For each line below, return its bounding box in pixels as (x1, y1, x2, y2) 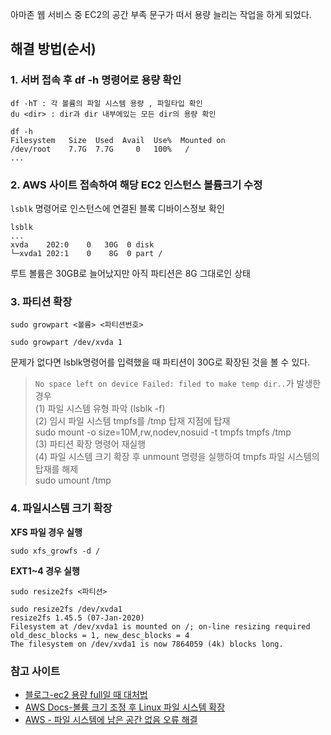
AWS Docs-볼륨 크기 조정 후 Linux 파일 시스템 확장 (24, 701, 226, 713)
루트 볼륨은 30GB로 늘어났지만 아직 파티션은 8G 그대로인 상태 (10, 267, 251, 279)
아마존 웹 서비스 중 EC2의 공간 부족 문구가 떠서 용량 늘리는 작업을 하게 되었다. (10, 9, 312, 20)
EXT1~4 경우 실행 (10, 564, 80, 577)
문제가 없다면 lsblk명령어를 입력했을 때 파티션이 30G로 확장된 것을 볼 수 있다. (10, 356, 311, 368)
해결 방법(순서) (10, 41, 97, 58)
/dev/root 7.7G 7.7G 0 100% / (10, 144, 190, 154)
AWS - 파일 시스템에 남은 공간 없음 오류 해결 (24, 713, 198, 725)
